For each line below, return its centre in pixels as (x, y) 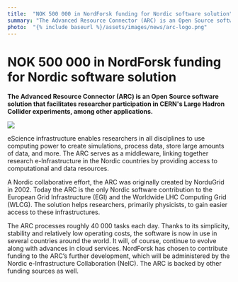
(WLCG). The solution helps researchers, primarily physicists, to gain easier (118, 205)
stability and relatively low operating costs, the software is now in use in (112, 233)
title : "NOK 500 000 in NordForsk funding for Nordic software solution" (120, 14)
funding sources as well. (43, 271)
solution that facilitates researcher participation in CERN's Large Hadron (116, 104)
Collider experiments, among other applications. (80, 112)
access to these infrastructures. (54, 212)
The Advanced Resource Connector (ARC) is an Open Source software (113, 97)
